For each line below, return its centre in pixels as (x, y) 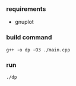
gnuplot (24, 22)
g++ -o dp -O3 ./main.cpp (38, 50)
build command (29, 38)
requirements (26, 9)
